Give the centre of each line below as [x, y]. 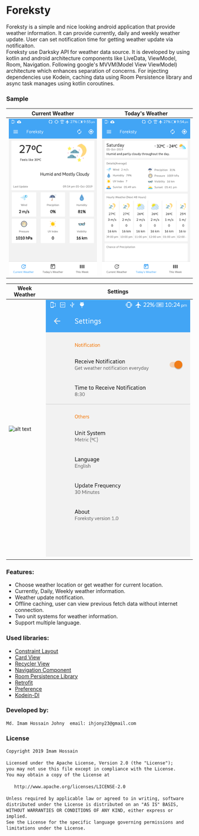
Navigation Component [43, 670]
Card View [27, 657]
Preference [28, 688]
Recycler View [32, 664]
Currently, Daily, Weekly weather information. [70, 591]
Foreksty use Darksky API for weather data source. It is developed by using [98, 52]
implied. [17, 816]
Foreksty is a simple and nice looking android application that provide [91, 27]
